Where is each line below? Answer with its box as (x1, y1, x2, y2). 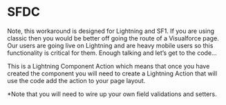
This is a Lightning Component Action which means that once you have (7, 62, 210, 70)
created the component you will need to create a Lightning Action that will (7, 69, 218, 78)
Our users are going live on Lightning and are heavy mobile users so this (7, 41, 214, 49)
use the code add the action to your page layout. (7, 76, 146, 84)
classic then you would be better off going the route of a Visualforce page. (7, 34, 219, 42)
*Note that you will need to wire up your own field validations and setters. (7, 90, 218, 98)
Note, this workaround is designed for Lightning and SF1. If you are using (7, 27, 215, 35)
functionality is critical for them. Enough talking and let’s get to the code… (7, 49, 217, 57)
